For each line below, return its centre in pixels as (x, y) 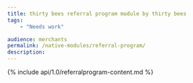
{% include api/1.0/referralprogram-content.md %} (80, 72)
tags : (15, 20)
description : (26, 52)
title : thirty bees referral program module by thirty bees (97, 14)
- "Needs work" (42, 27)
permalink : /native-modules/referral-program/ (76, 46)
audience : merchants (38, 39)
